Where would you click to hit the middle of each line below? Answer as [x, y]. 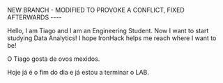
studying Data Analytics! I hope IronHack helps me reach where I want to [112, 38]
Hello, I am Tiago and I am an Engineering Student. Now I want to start [108, 31]
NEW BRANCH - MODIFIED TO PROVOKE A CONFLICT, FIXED [96, 10]
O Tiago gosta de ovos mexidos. [54, 59]
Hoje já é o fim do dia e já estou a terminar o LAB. [78, 72]
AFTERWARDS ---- [34, 17]
